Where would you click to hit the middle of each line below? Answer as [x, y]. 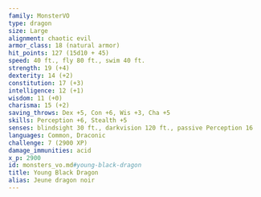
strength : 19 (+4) [39, 68]
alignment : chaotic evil [50, 38]
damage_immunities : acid [50, 150]
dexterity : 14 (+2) [41, 76]
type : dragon [30, 23]
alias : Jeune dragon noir [51, 181]
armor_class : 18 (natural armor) [64, 46]
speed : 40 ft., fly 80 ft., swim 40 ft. [77, 61]
